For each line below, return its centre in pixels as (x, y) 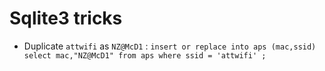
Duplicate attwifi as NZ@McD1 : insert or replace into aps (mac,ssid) (170, 46)
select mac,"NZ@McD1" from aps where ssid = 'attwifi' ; (145, 55)
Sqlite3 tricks (66, 18)
